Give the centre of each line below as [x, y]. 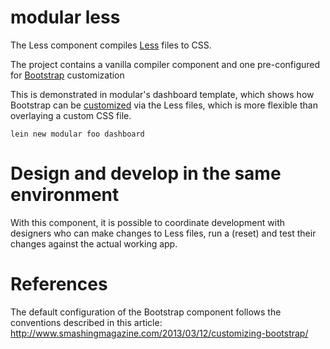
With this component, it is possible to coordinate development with [147, 222]
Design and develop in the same [146, 173]
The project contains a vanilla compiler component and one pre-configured [165, 64]
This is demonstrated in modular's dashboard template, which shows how [162, 94]
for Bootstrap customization [67, 75]
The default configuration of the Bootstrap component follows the [146, 312]
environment [65, 195]
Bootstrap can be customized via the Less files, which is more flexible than [164, 105]
